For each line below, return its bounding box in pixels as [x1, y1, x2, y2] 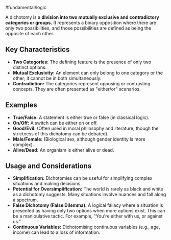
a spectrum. [12, 197, 38, 203]
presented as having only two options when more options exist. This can [12, 208, 165, 214]
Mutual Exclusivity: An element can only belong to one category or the [12, 69, 163, 76]
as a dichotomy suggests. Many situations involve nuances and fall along [12, 191, 166, 198]
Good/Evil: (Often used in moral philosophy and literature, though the [12, 125, 159, 131]
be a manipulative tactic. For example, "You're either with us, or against [12, 213, 163, 219]
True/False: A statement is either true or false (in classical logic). [12, 114, 150, 121]
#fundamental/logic [5, 5, 47, 10]
